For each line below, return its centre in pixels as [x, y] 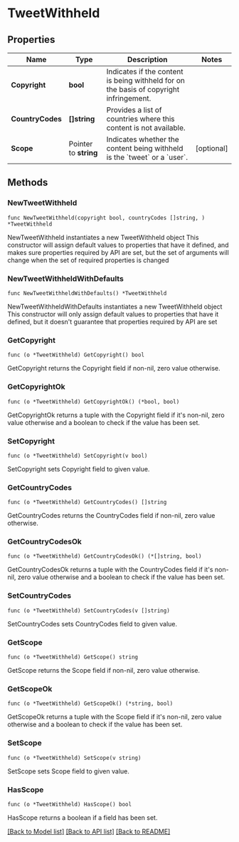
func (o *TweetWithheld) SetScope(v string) [74, 758]
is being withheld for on [145, 80]
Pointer [81, 144]
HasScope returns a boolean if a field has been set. [83, 817]
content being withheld [145, 148]
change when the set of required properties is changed [88, 260]
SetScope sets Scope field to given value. [69, 771]
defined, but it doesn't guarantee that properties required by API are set [112, 321]
